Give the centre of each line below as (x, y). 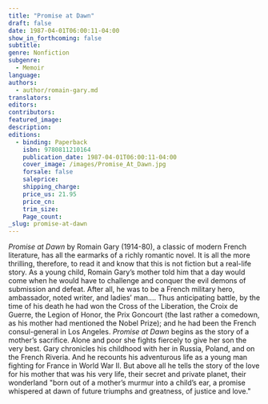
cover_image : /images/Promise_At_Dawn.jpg (94, 165)
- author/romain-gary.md (57, 90)
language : (25, 75)
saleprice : (41, 180)
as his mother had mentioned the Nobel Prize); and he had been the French (132, 323)
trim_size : (41, 209)
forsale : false (48, 172)
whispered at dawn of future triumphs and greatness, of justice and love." (130, 391)
